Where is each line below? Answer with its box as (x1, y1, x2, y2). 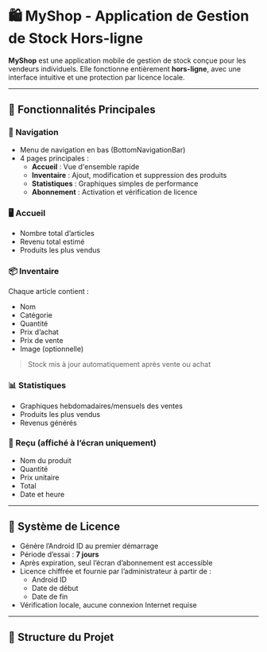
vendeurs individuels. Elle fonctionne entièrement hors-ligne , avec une (8, 64, 241, 73)
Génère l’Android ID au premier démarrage (19, 541, 159, 550)
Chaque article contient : (8, 287, 89, 296)
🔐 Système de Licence (8, 520, 121, 534)
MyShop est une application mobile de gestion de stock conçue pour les (8, 56, 246, 65)
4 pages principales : (19, 153, 89, 163)
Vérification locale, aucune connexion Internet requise (19, 600, 197, 609)
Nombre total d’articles (19, 228, 95, 237)
